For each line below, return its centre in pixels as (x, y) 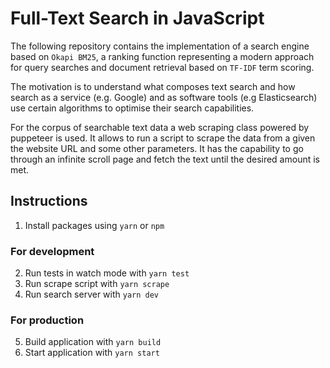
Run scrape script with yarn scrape (97, 284)
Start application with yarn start (92, 353)
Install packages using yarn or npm (94, 225)
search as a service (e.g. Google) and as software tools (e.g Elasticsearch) (164, 97)
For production (47, 320)
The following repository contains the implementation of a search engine (160, 46)
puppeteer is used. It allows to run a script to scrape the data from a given (163, 138)
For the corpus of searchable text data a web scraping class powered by (160, 127)
